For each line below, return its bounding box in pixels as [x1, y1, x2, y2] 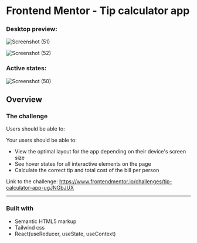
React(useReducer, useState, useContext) [14, 230, 116, 237]
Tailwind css [14, 224, 45, 231]
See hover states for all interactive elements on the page [14, 160, 151, 167]
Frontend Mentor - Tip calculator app [6, 4, 190, 18]
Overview [6, 95, 43, 105]
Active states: [6, 64, 47, 73]
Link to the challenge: [6, 178, 59, 185]
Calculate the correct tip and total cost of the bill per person [14, 167, 159, 174]
